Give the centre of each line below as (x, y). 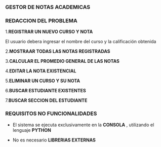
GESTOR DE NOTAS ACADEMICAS (48, 7)
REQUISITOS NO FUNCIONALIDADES (51, 114)
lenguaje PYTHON (32, 130)
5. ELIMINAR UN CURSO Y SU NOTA (43, 81)
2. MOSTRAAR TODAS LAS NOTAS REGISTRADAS (58, 51)
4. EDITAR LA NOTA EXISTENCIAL (41, 71)
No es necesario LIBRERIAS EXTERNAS (54, 140)
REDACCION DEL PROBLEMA (41, 20)
